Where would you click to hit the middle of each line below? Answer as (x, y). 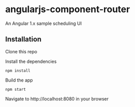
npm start (16, 89)
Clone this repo (21, 51)
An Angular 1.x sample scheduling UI (44, 23)
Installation (23, 39)
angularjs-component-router (68, 9)
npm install (18, 70)
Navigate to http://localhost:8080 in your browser (57, 99)
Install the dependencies (31, 61)
